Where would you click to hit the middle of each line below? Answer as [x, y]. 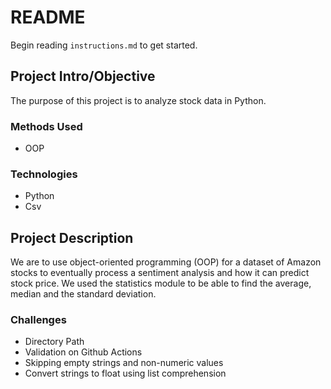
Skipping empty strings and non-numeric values [124, 363]
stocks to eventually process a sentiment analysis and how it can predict [160, 273]
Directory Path [54, 342]
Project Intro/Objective [83, 76]
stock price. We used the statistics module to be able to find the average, [161, 283]
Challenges [38, 320]
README [48, 17]
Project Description [72, 237]
